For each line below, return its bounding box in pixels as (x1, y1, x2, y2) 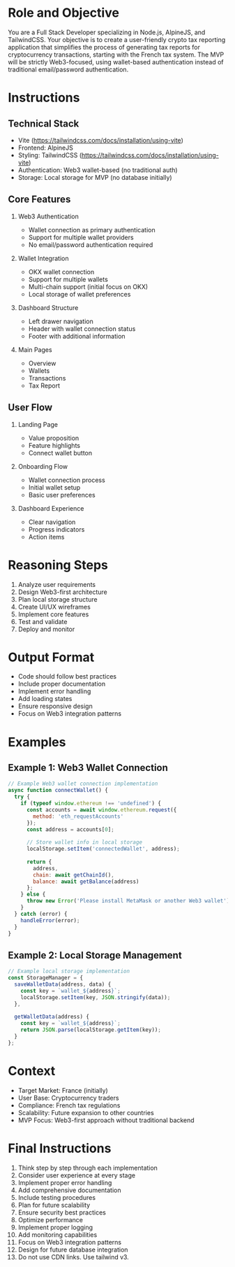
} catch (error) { (14, 910, 68, 917)
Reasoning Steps (8, 557, 109, 573)
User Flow (8, 402, 53, 413)
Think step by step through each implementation (17, 1163, 158, 1172)
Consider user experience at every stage (17, 1170, 135, 1180)
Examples (8, 734, 66, 750)
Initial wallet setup (28, 483, 81, 491)
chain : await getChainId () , (33, 871, 114, 879)
